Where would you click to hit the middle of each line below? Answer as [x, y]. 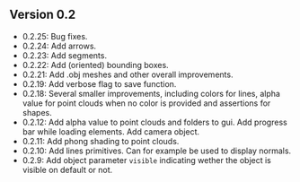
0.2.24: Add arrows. [59, 46]
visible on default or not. [67, 169]
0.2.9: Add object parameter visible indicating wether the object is [146, 160]
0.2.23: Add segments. [65, 55]
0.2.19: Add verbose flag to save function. [99, 83]
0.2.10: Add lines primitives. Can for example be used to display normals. [157, 151]
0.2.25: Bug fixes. [55, 36]
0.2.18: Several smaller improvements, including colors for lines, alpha [151, 93]
